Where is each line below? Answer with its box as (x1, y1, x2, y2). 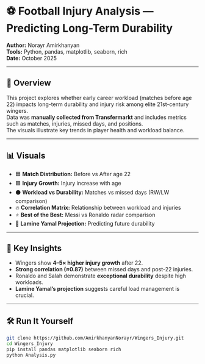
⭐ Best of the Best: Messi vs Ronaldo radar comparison (15, 211, 156, 218)
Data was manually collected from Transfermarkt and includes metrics (6, 113, 187, 121)
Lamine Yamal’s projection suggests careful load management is (15, 285, 180, 293)
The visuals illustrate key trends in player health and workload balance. (6, 126, 185, 134)
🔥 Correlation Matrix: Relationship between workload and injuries (15, 204, 181, 211)
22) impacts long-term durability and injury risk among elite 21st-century (6, 101, 189, 108)
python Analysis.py (6, 352, 56, 358)
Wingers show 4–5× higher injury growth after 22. (15, 259, 143, 266)
